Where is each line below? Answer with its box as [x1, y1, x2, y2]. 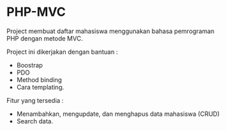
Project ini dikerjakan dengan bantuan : [6, 48, 119, 56]
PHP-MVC [6, 4, 67, 20]
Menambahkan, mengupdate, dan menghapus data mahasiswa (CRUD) [16, 110, 220, 118]
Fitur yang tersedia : [6, 96, 64, 104]
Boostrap [16, 61, 43, 69]
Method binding [16, 75, 62, 83]
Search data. [16, 117, 53, 125]
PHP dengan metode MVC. [6, 34, 83, 42]
